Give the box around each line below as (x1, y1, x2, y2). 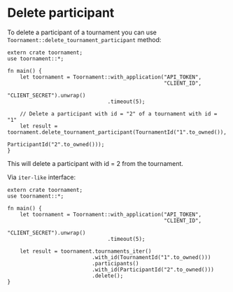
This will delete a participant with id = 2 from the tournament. (7, 159, 184, 167)
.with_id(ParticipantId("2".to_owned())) (92, 266, 215, 273)
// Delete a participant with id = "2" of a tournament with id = (20, 110, 218, 117)
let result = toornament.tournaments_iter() (20, 247, 152, 255)
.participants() (92, 260, 139, 267)
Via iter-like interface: (7, 173, 76, 181)
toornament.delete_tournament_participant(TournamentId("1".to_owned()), (7, 128, 227, 136)
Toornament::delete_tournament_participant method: (7, 35, 162, 43)
